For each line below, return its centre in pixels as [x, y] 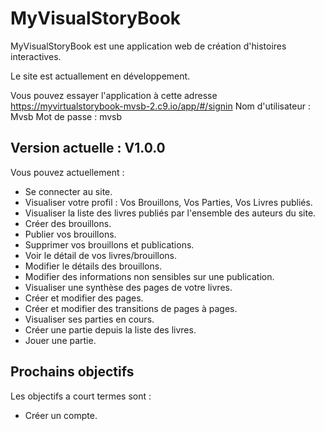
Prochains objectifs [72, 372]
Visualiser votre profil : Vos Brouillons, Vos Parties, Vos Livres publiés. [168, 202]
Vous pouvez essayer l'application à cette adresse [114, 95]
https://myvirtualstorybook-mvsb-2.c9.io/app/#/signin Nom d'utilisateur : [160, 106]
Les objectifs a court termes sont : [81, 396]
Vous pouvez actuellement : [67, 172]
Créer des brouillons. [68, 223]
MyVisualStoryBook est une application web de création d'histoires [148, 46]
